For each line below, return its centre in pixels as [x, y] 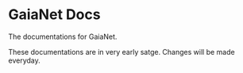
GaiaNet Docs [54, 15]
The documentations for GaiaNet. [63, 36]
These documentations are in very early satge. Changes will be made [122, 52]
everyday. [25, 60]
